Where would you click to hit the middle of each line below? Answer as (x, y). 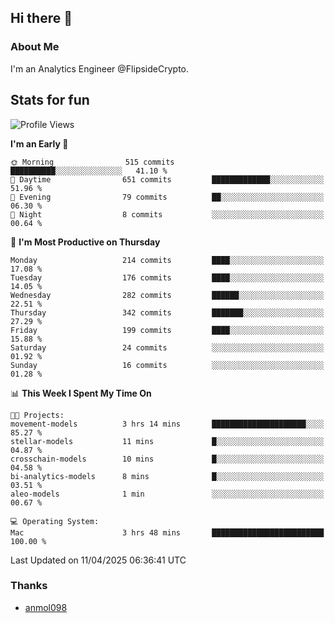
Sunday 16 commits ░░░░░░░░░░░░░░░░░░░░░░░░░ (167, 365)
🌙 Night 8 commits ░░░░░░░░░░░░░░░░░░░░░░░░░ (167, 214)
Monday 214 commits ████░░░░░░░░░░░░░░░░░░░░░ (167, 260)
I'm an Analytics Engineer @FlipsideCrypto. (99, 68)
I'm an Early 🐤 (39, 143)
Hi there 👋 (41, 18)
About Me (35, 47)
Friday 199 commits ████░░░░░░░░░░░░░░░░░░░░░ (167, 330)
